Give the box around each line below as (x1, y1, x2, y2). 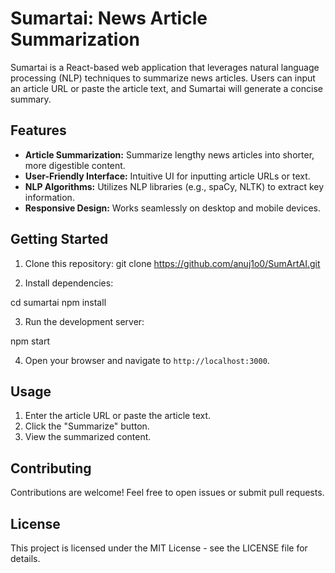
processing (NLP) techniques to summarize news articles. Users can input (10, 72, 316, 84)
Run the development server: (24, 315, 145, 327)
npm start (10, 335, 51, 347)
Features (10, 122, 67, 139)
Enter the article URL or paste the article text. (24, 410, 212, 422)
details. (10, 553, 41, 564)
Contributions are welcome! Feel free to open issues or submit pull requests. (10, 487, 325, 499)
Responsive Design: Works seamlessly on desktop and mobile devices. (24, 202, 322, 214)
